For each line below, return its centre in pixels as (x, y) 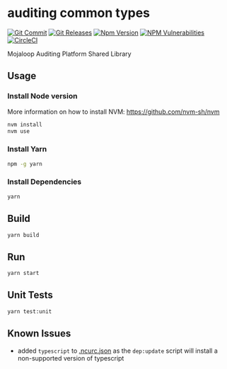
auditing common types (79, 13)
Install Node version (42, 96)
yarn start (23, 274)
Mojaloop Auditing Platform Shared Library (70, 54)
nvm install (25, 124)
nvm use (19, 131)
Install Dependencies (45, 182)
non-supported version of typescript (71, 358)
